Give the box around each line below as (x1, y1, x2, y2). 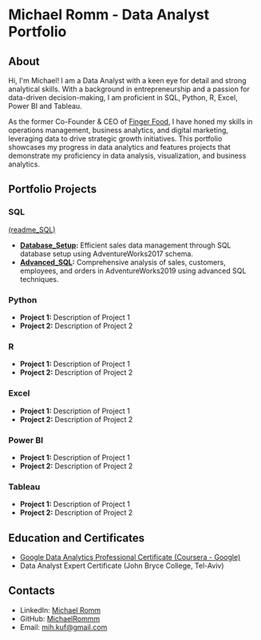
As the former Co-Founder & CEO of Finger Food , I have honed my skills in (8, 117, 253, 126)
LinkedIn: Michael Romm (19, 605, 101, 614)
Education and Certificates (8, 531, 145, 545)
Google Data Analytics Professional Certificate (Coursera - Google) (19, 552, 241, 562)
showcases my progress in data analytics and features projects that (8, 143, 231, 151)
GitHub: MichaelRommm (19, 614, 101, 623)
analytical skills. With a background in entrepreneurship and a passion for (8, 84, 250, 94)
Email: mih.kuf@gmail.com (19, 622, 108, 632)
